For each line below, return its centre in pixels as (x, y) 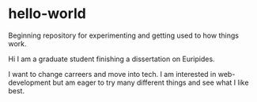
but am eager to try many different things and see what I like (151, 82)
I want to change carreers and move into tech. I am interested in (112, 74)
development (30, 82)
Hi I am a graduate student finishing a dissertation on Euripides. (111, 59)
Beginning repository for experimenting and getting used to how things (124, 35)
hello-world (47, 14)
